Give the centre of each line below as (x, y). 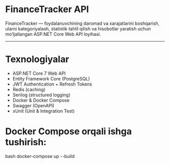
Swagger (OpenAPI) (33, 105)
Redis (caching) (29, 89)
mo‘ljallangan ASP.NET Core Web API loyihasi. (53, 34)
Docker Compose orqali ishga (69, 131)
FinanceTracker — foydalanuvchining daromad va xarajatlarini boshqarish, (82, 23)
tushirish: (26, 142)
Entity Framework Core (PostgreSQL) (51, 78)
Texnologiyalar (37, 59)
